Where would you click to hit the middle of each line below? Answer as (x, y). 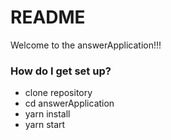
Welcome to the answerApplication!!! (86, 45)
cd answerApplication (69, 103)
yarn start (45, 125)
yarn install (47, 114)
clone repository (58, 93)
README (48, 17)
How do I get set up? (61, 71)
